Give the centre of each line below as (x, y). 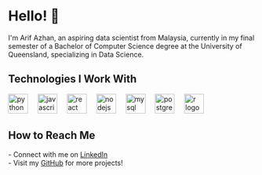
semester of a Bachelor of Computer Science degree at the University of (125, 46)
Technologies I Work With (73, 79)
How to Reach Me (52, 135)
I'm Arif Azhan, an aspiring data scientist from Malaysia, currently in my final (131, 38)
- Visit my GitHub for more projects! (65, 162)
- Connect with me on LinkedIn (58, 154)
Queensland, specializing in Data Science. (76, 54)
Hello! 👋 (34, 16)
